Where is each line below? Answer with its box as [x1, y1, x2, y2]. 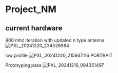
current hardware [5, 24, 63, 32]
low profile [5, 52, 28, 58]
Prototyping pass [5, 62, 42, 68]
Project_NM [5, 4, 56, 15]
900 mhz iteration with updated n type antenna [5, 37, 105, 43]
